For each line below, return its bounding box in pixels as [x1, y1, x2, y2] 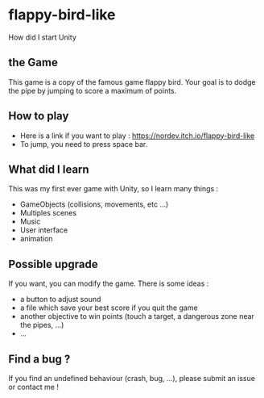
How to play [8, 109, 69, 123]
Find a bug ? [8, 352, 71, 366]
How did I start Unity [8, 32, 76, 42]
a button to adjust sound [19, 295, 101, 304]
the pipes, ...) [19, 320, 64, 330]
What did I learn [8, 162, 90, 176]
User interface [19, 225, 68, 235]
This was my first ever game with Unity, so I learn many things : [8, 184, 219, 194]
